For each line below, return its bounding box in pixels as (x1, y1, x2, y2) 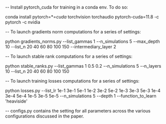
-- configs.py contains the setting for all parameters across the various (5, 108, 151, 114)
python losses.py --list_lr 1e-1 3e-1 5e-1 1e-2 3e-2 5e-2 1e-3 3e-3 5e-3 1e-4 (5, 88, 161, 94)
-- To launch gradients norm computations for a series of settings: (5, 29, 141, 34)
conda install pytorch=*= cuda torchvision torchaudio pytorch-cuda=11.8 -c (5, 14, 160, 19)
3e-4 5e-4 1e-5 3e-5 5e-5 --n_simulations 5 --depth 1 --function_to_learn (5, 93, 157, 99)
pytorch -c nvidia (5, 19, 40, 25)
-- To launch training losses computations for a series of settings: (5, 78, 140, 84)
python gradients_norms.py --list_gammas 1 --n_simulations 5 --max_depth (5, 38, 160, 44)
